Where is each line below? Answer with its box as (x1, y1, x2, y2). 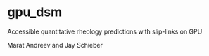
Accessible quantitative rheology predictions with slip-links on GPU (7, 27, 203, 36)
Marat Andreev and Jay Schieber (7, 41, 103, 49)
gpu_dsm (7, 4, 63, 20)
